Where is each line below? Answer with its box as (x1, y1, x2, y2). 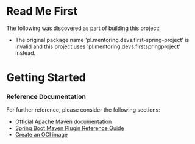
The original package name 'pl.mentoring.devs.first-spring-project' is (15, 36, 190, 43)
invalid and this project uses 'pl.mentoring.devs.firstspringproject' (15, 43, 181, 50)
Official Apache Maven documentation (15, 118, 112, 126)
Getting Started (6, 71, 87, 85)
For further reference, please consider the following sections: (6, 106, 160, 113)
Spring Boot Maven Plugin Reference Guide (15, 124, 124, 132)
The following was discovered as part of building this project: (6, 24, 160, 32)
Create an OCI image (15, 131, 68, 139)
